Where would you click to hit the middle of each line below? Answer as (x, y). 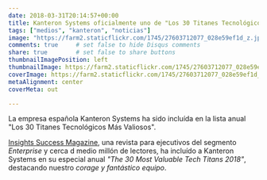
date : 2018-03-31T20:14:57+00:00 (64, 15)
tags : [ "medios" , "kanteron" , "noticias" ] (79, 30)
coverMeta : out (33, 89)
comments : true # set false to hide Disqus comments (104, 45)
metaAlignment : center (46, 82)
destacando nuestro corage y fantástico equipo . (87, 168)
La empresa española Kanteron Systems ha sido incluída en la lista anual (127, 119)
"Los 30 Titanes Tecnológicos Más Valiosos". (82, 127)
